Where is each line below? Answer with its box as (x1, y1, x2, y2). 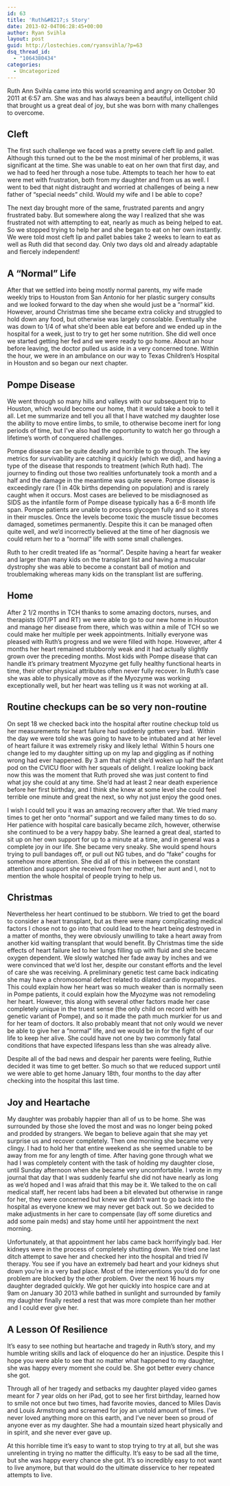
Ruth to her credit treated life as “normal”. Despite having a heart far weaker (7, 548, 222, 556)
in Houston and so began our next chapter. (7, 359, 128, 367)
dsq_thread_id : (7, 49, 51, 56)
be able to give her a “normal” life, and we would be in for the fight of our (7, 1026, 214, 1035)
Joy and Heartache (7, 1097, 91, 1108)
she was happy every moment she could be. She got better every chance (7, 1364, 215, 1372)
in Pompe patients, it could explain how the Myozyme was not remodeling (7, 990, 216, 998)
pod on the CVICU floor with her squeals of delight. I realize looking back (7, 763, 214, 771)
